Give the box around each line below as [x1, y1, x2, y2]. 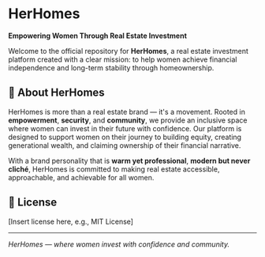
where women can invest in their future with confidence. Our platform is [8, 123, 242, 133]
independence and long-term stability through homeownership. [8, 62, 215, 72]
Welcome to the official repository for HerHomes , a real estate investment [8, 46, 248, 55]
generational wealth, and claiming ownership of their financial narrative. [8, 140, 241, 150]
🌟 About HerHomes [8, 86, 105, 100]
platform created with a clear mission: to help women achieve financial [8, 55, 237, 64]
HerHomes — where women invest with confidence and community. [8, 239, 230, 249]
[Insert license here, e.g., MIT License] [8, 217, 134, 226]
